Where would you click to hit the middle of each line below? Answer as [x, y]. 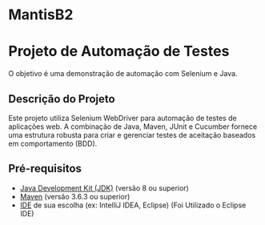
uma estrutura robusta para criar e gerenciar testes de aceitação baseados [132, 135]
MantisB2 [41, 15]
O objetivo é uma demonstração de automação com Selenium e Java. [123, 74]
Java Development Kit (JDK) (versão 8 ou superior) [104, 188]
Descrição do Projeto [62, 99]
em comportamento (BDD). [53, 143]
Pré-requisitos [45, 169]
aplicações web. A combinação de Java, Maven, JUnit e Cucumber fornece [133, 127]
